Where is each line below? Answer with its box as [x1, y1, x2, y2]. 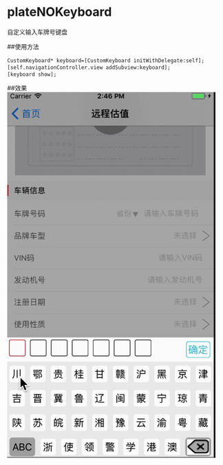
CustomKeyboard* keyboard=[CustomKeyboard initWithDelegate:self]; [7, 57, 205, 64]
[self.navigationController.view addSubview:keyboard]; [7, 63, 171, 71]
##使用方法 [7, 42, 39, 50]
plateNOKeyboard [7, 4, 112, 20]
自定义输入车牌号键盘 [7, 28, 67, 36]
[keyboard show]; [7, 70, 57, 78]
